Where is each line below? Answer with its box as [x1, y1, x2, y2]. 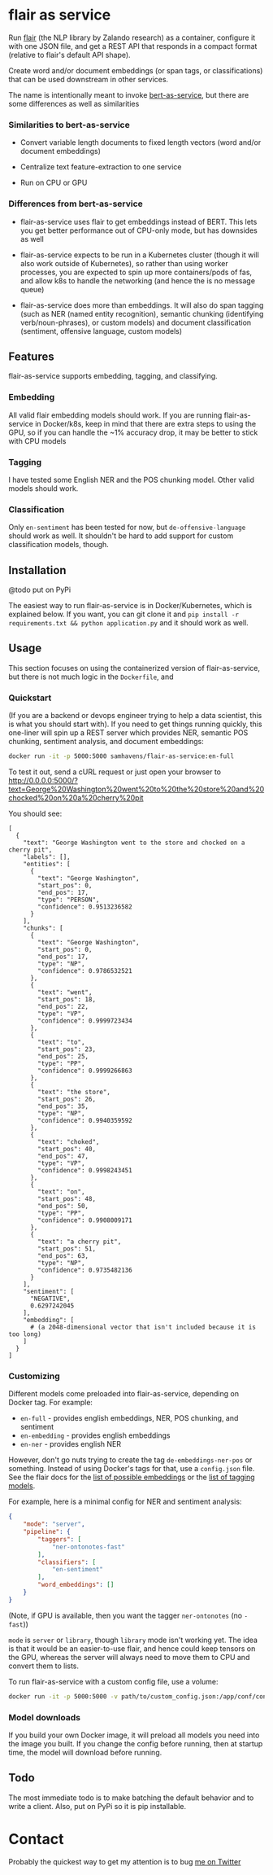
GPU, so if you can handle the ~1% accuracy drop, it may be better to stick [8, 427, 258, 437]
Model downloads [8, 1711, 81, 1723]
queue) [19, 284, 45, 294]
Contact [8, 1830, 64, 1848]
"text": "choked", [37, 1138, 100, 1146]
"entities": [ [23, 861, 71, 869]
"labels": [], [23, 853, 71, 861]
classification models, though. [8, 540, 110, 550]
